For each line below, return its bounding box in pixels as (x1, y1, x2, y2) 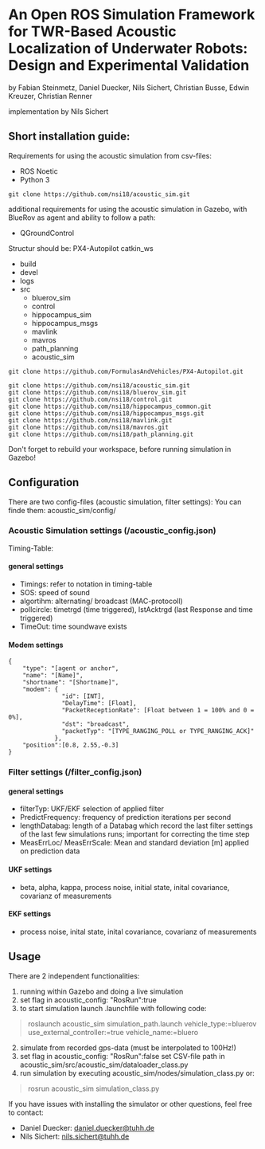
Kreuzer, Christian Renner (8, 91, 93, 100)
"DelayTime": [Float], (61, 700, 137, 708)
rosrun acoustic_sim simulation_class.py (27, 1084, 160, 1093)
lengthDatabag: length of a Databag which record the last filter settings (19, 821, 253, 830)
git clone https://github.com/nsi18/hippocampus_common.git (8, 402, 212, 410)
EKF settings (8, 909, 52, 919)
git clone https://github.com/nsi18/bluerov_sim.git (8, 388, 187, 396)
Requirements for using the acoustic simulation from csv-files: (8, 151, 212, 160)
